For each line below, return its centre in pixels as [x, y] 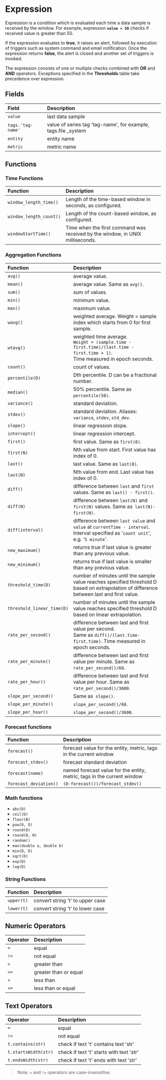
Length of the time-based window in [108, 200]
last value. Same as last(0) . [106, 464]
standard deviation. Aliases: [105, 411]
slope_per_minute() [30, 704]
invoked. [14, 58]
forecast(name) [25, 773]
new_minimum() [24, 564]
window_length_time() [33, 203]
